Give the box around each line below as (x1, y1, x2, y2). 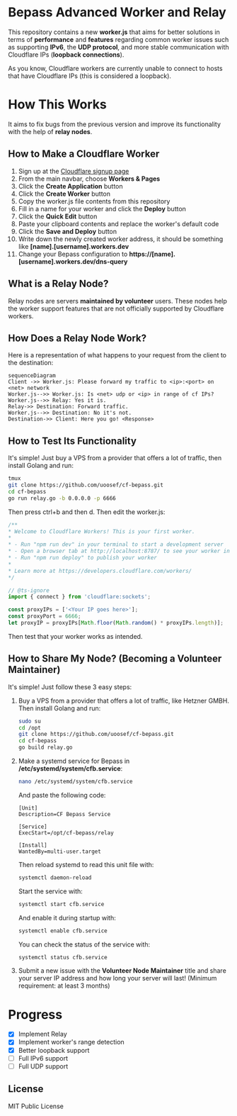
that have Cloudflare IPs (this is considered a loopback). (8, 72, 172, 80)
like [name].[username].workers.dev (18, 242, 129, 250)
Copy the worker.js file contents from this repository (18, 196, 170, 206)
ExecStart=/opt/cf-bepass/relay (18, 829, 114, 837)
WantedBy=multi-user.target (18, 848, 101, 855)
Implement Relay (18, 1029, 68, 1039)
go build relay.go (18, 744, 73, 752)
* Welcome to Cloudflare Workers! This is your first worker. (8, 528, 195, 535)
